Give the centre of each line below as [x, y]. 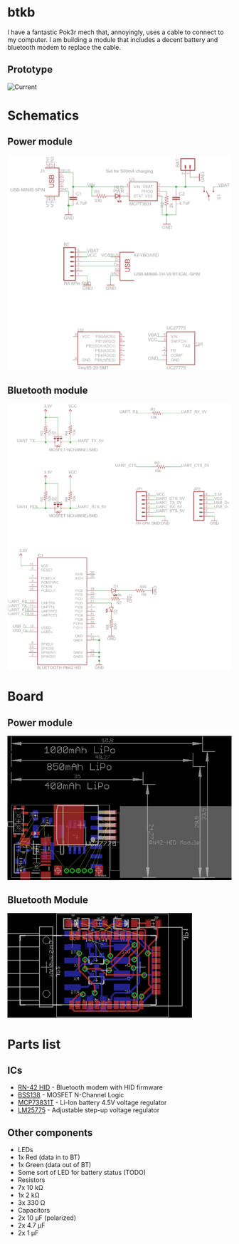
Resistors [31, 1180]
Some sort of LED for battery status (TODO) [82, 1173]
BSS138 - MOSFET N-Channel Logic [71, 1095]
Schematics [43, 115]
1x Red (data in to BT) [49, 1157]
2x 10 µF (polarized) [47, 1218]
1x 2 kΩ [29, 1195]
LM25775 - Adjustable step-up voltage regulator [89, 1110]
